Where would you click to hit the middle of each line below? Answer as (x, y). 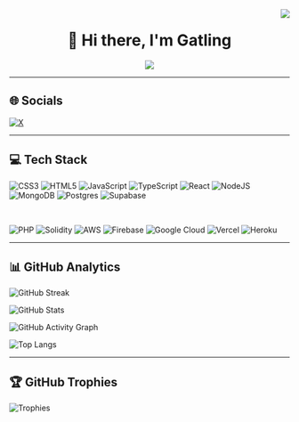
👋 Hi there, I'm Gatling (149, 41)
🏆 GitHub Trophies (64, 382)
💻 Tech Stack (48, 160)
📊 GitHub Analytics (65, 267)
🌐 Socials (36, 101)
